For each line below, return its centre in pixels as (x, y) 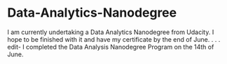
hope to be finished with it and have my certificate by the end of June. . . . (114, 39)
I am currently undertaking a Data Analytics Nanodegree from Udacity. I (111, 32)
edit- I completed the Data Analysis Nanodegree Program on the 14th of (111, 47)
